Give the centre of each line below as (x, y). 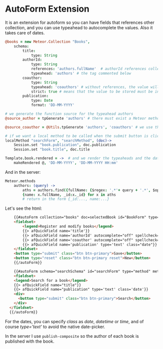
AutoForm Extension (47, 9)
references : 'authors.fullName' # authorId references (89, 69)
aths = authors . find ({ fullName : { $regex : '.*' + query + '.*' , (87, 190)
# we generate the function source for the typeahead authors (69, 114)
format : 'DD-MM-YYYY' (53, 105)
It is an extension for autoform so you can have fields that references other (80, 22)
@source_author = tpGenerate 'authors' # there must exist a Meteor (76, 118)
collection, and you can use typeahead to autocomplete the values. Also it (79, 27)
